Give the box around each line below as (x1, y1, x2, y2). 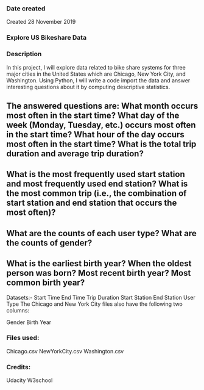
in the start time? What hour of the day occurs (6, 129, 185, 140)
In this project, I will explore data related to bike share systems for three (6, 63, 186, 71)
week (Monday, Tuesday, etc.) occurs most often (6, 120, 196, 130)
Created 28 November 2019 (6, 18, 76, 26)
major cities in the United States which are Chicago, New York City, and (6, 70, 186, 78)
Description (6, 50, 42, 59)
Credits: (6, 363, 31, 371)
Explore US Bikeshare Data (6, 34, 87, 42)
